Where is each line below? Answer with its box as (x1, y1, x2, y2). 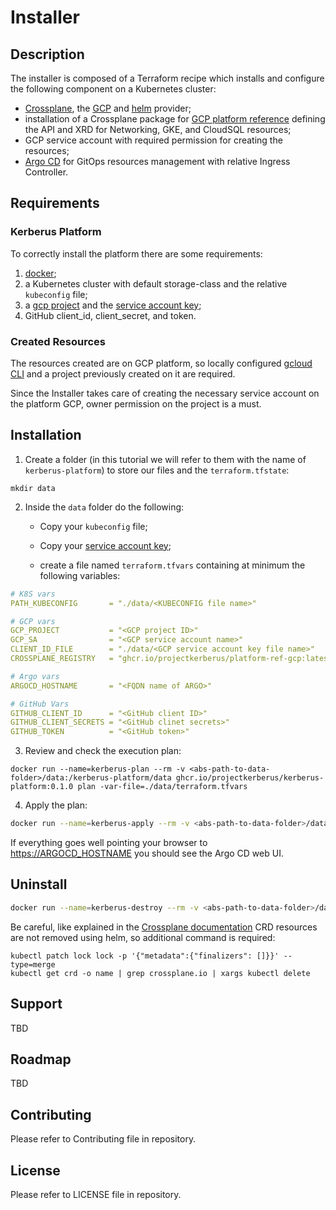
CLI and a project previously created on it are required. (10, 367, 236, 380)
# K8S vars (10, 589, 56, 599)
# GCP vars (10, 616, 56, 626)
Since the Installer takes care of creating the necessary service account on (10, 387, 320, 399)
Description (10, 46, 85, 63)
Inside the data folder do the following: (24, 501, 185, 513)
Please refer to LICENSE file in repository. (10, 1188, 182, 1200)
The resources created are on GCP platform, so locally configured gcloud (10, 357, 313, 369)
